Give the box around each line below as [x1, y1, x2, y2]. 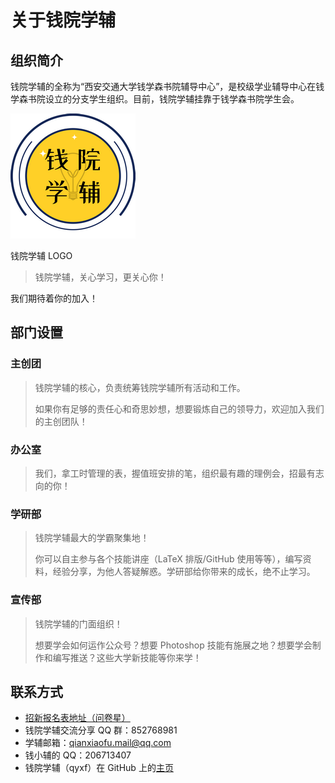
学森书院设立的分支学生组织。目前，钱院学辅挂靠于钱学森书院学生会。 [10, 93, 300, 105]
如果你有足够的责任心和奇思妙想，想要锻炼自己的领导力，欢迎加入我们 [34, 402, 325, 415]
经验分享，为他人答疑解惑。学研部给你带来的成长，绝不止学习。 [52, 566, 316, 578]
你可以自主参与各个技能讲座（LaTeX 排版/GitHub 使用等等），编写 [34, 553, 303, 565]
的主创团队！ [34, 415, 88, 427]
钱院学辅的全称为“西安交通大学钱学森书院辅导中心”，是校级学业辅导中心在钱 [10, 81, 325, 92]
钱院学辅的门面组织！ [34, 617, 123, 630]
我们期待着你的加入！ [10, 292, 98, 304]
